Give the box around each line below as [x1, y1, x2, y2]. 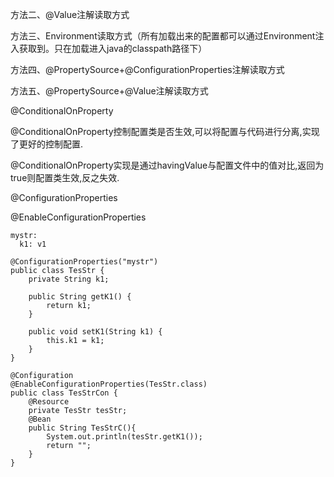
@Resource [28, 397, 70, 407]
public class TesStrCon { [10, 388, 118, 398]
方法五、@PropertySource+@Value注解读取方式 [10, 85, 209, 97]
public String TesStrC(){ [28, 423, 137, 433]
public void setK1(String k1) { [28, 327, 163, 337]
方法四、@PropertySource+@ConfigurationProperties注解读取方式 [10, 64, 285, 75]
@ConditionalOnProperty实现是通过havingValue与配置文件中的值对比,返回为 [10, 159, 325, 171]
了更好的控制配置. [10, 138, 84, 150]
